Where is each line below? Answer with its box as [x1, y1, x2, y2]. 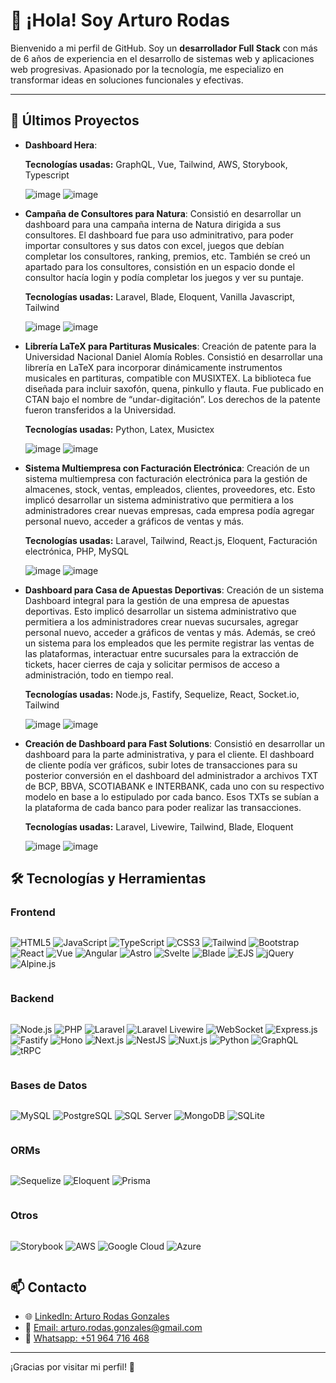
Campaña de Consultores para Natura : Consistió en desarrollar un [24, 207, 302, 219]
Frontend [10, 905, 56, 919]
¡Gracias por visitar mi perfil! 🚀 [10, 1361, 136, 1373]
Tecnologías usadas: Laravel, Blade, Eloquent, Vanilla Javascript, [24, 290, 296, 303]
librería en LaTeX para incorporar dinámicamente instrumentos [24, 361, 283, 373]
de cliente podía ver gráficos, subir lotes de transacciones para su [24, 759, 298, 771]
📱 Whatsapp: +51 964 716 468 [24, 1332, 150, 1344]
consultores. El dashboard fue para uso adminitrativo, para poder [24, 229, 294, 241]
